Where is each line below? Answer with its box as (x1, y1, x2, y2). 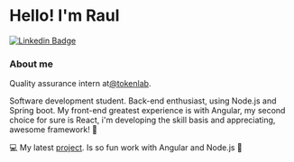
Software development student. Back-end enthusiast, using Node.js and (9, 95, 277, 106)
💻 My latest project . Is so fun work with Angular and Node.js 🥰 (9, 142, 243, 153)
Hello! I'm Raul (9, 5, 120, 26)
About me (9, 58, 54, 70)
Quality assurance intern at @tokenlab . (9, 78, 152, 89)
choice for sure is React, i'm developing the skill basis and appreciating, (9, 114, 276, 126)
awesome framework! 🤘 (9, 124, 97, 135)
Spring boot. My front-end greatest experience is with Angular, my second (9, 105, 286, 116)
